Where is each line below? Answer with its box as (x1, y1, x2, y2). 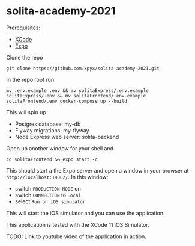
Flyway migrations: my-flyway (14, 126, 89, 134)
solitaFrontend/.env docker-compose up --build (6, 98, 128, 104)
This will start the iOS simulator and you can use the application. (6, 209, 165, 217)
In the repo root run (6, 76, 55, 83)
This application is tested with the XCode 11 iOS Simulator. (6, 221, 149, 228)
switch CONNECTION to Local (14, 191, 81, 198)
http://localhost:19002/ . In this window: (6, 173, 109, 180)
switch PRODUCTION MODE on (14, 185, 81, 192)
